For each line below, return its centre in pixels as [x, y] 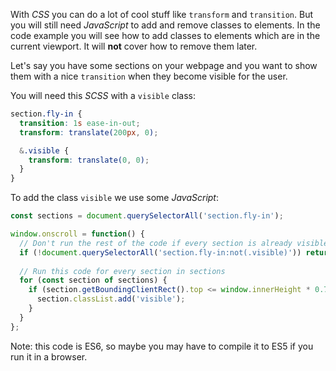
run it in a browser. [49, 356]
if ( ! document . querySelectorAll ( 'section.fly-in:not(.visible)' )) [160, 252]
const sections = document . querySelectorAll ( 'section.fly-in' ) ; [147, 216]
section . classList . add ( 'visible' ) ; [111, 299]
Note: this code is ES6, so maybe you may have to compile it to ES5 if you [162, 346]
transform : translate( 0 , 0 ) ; [89, 160]
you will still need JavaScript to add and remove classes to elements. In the [165, 25]
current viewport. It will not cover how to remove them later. [134, 46]
